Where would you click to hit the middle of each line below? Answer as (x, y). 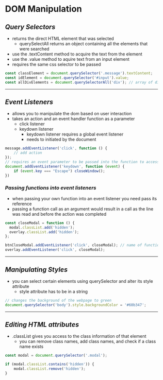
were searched (34, 49)
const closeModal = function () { (40, 223)
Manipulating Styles (36, 269)
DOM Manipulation (44, 9)
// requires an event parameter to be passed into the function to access (82, 162)
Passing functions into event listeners (51, 188)
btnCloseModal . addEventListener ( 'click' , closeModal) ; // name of (73, 245)
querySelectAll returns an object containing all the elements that (83, 44)
